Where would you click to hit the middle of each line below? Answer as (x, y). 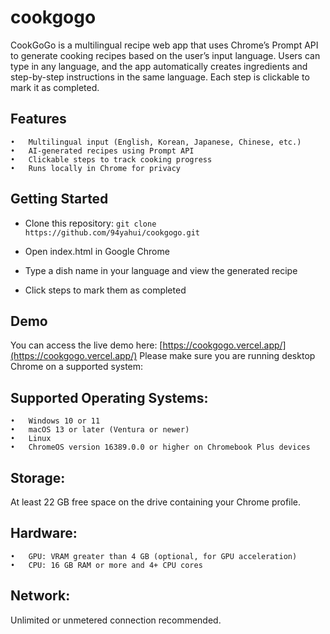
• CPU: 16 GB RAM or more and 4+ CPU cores (106, 565)
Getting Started (59, 199)
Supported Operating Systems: (109, 397)
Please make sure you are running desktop (227, 356)
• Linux (31, 439)
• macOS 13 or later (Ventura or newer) (100, 430)
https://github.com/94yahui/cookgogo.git (112, 232)
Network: (40, 596)
